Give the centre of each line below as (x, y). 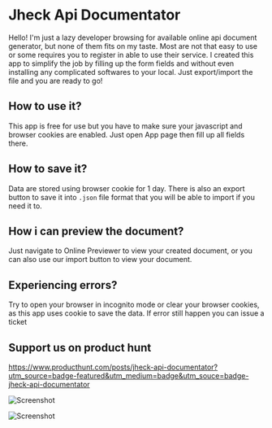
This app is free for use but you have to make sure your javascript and (125, 126)
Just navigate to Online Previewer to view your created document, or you (131, 251)
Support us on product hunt (80, 347)
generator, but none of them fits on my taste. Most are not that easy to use (133, 46)
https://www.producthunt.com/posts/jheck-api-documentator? (113, 367)
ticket (18, 322)
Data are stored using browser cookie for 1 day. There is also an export (127, 188)
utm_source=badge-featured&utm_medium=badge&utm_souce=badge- (129, 376)
